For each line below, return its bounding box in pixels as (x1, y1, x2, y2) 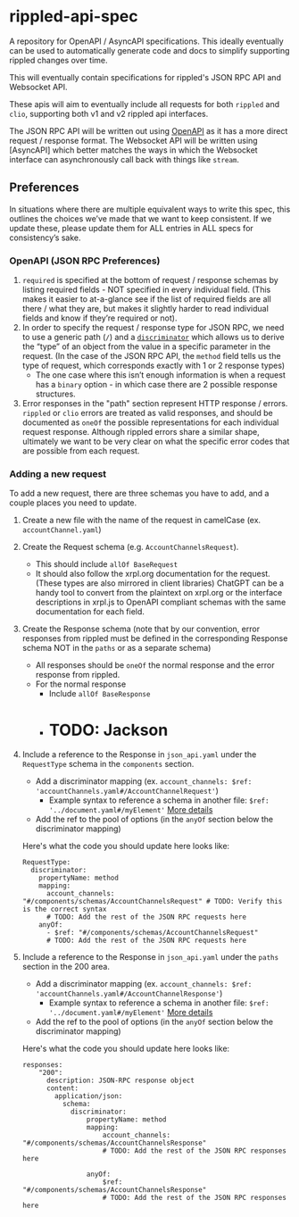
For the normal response (35, 679, 127, 689)
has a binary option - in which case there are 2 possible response (35, 379, 278, 390)
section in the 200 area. (21, 962, 110, 972)
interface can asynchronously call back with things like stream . (9, 154, 239, 164)
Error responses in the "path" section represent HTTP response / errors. (21, 398, 288, 409)
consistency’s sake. (9, 232, 82, 243)
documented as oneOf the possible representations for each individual (21, 417, 279, 428)
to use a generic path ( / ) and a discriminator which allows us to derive (21, 332, 285, 343)
